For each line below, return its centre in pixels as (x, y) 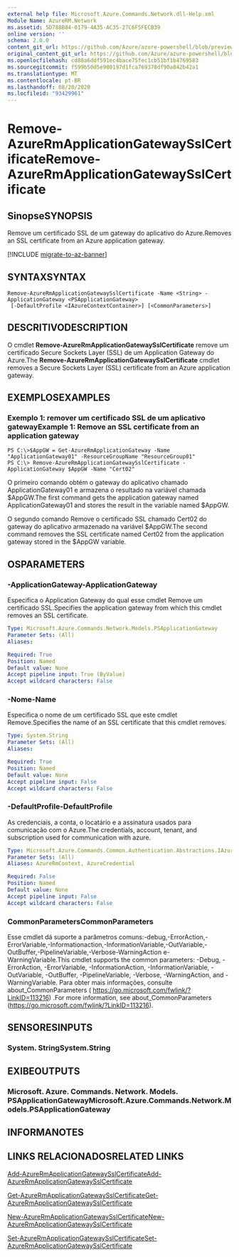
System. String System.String (59, 1048)
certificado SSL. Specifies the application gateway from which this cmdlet (115, 608)
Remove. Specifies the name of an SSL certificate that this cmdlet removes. (117, 722)
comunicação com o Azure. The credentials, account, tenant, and (102, 829)
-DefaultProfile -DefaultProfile (60, 807)
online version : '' (36, 34)
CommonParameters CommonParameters (81, 922)
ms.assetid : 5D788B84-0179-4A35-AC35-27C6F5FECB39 (84, 27)
